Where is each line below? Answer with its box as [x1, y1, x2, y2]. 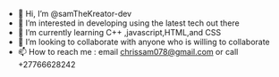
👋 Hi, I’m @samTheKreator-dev [17, 9, 132, 19]
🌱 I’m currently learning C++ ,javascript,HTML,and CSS [17, 27, 222, 37]
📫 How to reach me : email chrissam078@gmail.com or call [17, 47, 239, 57]
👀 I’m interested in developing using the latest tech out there [17, 18, 240, 28]
